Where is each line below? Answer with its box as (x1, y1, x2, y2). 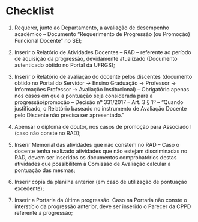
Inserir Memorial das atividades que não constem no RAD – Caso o (14, 141, 179, 148)
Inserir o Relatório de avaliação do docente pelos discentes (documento (14, 73, 193, 80)
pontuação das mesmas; (14, 167, 76, 174)
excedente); (14, 185, 44, 192)
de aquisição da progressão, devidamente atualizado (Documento (14, 55, 178, 62)
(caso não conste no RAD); (14, 129, 82, 137)
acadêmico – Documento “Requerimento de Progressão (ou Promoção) (14, 30, 190, 37)
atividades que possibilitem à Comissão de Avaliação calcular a (14, 160, 172, 167)
